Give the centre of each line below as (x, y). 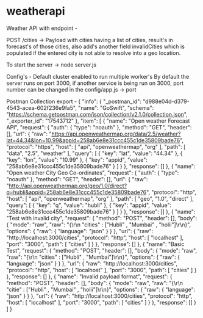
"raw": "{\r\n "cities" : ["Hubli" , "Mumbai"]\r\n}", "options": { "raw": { (93, 257)
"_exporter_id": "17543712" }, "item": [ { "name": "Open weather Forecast (98, 121)
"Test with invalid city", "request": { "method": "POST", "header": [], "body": (102, 218)
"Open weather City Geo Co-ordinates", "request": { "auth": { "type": (93, 173)
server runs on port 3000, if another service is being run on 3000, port (95, 83)
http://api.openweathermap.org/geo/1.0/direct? (68, 186)
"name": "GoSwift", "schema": (116, 107)
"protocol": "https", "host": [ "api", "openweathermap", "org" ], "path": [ (96, 146)
